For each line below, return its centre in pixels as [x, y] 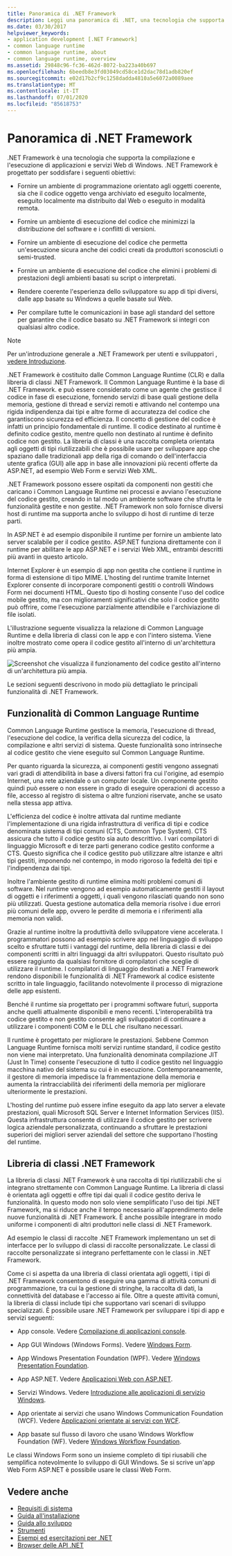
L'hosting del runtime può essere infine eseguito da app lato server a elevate [116, 1104]
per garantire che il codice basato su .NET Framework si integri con [113, 320]
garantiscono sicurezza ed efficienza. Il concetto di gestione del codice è [111, 419]
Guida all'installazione [48, 1516]
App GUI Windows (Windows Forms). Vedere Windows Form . [105, 1345]
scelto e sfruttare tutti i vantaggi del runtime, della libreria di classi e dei [109, 946]
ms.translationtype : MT [42, 85]
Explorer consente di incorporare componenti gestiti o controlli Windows [110, 585]
